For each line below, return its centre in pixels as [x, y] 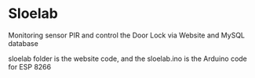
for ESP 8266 [30, 66]
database [24, 43]
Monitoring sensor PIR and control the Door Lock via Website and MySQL [127, 35]
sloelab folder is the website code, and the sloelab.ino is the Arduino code [127, 58]
